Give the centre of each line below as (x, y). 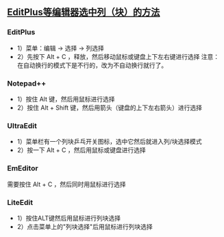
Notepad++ (27, 83)
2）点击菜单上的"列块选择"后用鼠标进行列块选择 (85, 226)
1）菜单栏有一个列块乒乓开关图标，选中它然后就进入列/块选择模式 (109, 142)
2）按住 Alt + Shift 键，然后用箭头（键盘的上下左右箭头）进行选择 (110, 108)
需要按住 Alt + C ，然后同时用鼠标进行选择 (67, 184)
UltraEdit (22, 125)
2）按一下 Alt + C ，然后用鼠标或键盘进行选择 (81, 150)
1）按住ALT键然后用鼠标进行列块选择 (69, 218)
